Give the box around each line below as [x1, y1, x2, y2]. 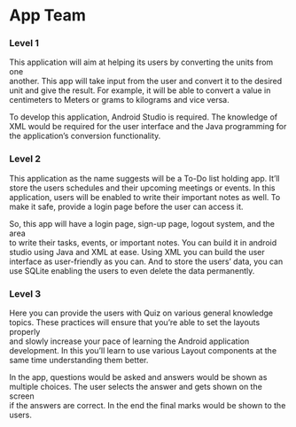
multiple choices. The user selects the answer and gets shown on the [9, 382, 263, 392]
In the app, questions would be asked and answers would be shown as [9, 372, 268, 383]
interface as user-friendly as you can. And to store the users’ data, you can [9, 256, 284, 267]
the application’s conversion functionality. [9, 130, 161, 142]
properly [9, 327, 41, 338]
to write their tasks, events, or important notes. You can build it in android [9, 237, 277, 248]
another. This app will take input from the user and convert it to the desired [9, 76, 283, 87]
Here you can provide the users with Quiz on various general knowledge [9, 307, 273, 319]
